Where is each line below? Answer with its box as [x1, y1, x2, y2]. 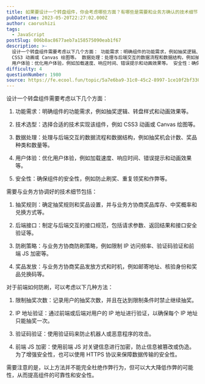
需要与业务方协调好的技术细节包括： [6, 188, 98, 196]
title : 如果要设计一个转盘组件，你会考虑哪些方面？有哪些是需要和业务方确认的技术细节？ [6, 9, 203, 15]
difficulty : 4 [6, 65, 43, 72]
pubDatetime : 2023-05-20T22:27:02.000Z [6, 15, 108, 21]
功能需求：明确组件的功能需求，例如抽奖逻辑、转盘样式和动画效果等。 [15, 108, 192, 115]
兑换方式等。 [15, 209, 48, 216]
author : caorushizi [6, 20, 56, 26]
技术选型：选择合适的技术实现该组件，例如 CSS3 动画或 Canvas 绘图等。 [15, 120, 199, 128]
